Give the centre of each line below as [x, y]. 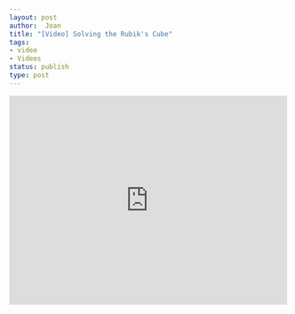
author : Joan [36, 26]
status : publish [39, 67]
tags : [19, 42]
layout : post [33, 17]
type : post [29, 75]
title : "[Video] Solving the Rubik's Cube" [91, 34]
